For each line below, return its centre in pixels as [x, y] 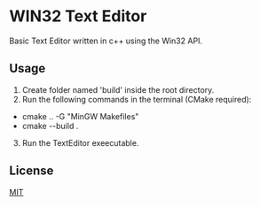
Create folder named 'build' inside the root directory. [118, 89]
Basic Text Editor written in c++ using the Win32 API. [106, 41]
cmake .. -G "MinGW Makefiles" [80, 116]
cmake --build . [50, 126]
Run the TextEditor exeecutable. [80, 142]
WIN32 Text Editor [78, 16]
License [32, 171]
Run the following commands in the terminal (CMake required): [137, 99]
